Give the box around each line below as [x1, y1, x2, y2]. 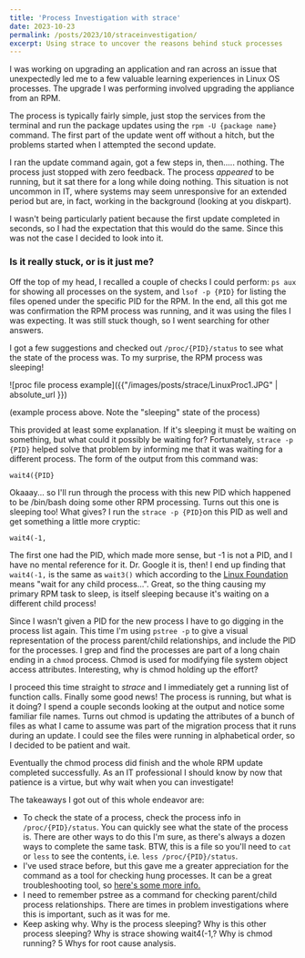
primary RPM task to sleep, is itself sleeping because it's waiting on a [9, 588, 269, 599]
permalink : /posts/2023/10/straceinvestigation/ [9, 30, 198, 39]
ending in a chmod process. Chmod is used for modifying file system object [9, 654, 289, 665]
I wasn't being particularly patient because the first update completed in [9, 213, 280, 224]
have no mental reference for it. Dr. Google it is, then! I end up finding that [9, 559, 286, 570]
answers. [9, 324, 44, 335]
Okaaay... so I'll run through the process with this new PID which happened [9, 486, 291, 497]
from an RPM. [9, 93, 61, 104]
